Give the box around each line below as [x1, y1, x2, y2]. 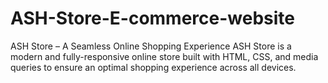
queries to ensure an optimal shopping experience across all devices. [10, 61, 297, 73]
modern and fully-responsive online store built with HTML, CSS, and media [10, 50, 319, 62]
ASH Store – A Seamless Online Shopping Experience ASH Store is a [10, 40, 292, 52]
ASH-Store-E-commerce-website [10, 7, 295, 30]
